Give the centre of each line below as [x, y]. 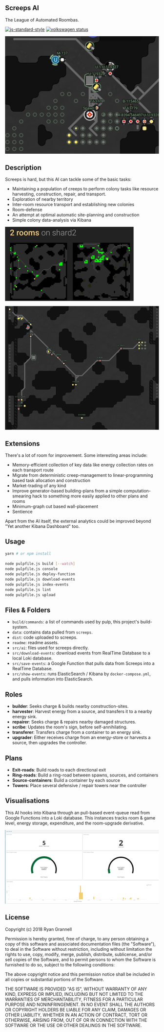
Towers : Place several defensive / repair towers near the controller [79, 786]
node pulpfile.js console [31, 569]
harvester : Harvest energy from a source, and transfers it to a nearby [82, 711]
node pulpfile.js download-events [40, 580]
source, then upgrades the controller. [49, 743]
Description [23, 168]
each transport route [33, 470]
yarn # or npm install [28, 553]
